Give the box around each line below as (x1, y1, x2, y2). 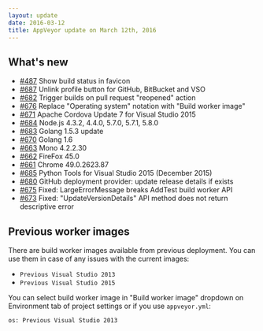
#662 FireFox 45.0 (19, 151, 80, 162)
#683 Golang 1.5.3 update (19, 127, 104, 136)
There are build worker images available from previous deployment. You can (8, 246, 256, 255)
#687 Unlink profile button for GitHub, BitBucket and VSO (19, 84, 206, 95)
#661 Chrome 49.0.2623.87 (19, 160, 109, 169)
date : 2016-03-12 (8, 19, 65, 27)
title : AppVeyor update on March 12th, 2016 (8, 26, 157, 34)
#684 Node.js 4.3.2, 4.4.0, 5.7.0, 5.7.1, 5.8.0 (19, 118, 159, 128)
